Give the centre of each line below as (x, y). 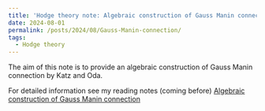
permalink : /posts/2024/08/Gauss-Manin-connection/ (95, 30)
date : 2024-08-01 (37, 23)
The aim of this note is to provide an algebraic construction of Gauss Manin (131, 67)
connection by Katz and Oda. (56, 76)
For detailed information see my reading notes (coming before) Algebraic (127, 91)
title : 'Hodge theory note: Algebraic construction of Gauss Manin (121, 15)
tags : (17, 37)
